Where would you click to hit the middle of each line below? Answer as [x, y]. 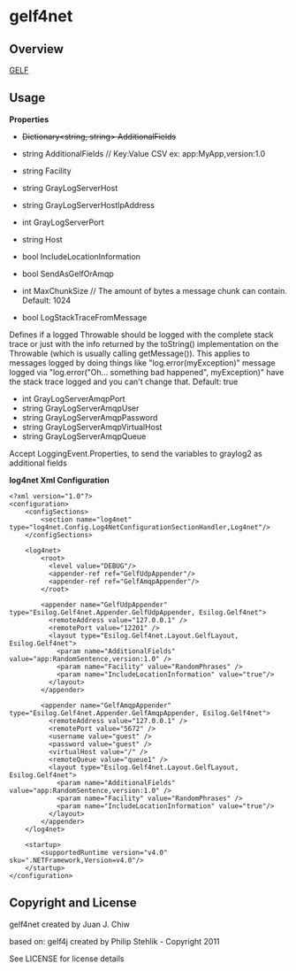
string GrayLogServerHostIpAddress [88, 204]
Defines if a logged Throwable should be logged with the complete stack [141, 335]
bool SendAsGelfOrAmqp [68, 274]
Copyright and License [73, 903]
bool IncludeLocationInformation [81, 256]
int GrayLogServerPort [63, 222]
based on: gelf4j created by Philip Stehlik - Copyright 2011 [114, 941]
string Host [42, 239]
